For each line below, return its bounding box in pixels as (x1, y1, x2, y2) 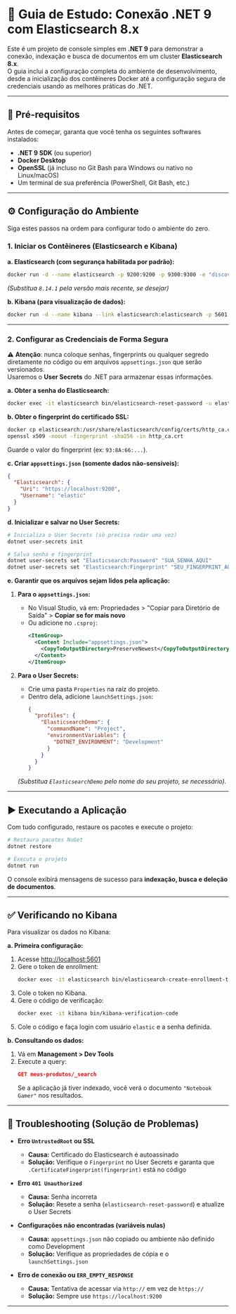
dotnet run (7, 862, 39, 869)
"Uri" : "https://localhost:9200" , (20, 486, 121, 493)
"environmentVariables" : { (46, 732, 126, 739)
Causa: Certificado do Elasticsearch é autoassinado (27, 1150, 179, 1159)
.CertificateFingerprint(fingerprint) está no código (27, 1165, 187, 1173)
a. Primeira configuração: (7, 942, 84, 950)
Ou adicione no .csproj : (27, 618, 98, 627)
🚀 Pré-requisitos (7, 109, 80, 121)
